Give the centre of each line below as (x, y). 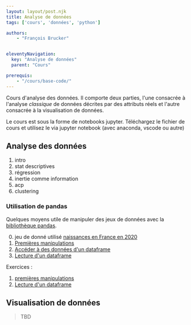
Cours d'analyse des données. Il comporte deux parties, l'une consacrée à (96, 98)
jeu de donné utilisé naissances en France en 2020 (76, 237)
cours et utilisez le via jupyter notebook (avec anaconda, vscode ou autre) (95, 128)
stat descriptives (34, 166)
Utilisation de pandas (37, 207)
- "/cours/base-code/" (44, 81)
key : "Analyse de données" (44, 60)
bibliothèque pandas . (32, 225)
